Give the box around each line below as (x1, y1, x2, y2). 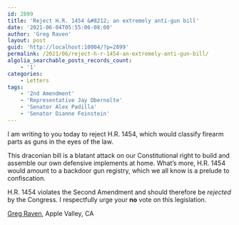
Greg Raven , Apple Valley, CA (7, 209, 94, 218)
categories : (7, 70, 43, 77)
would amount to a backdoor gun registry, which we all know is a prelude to (7, 166, 230, 175)
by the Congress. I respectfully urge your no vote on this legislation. (7, 195, 207, 204)
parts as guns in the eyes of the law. (7, 137, 114, 146)
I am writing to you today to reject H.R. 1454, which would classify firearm (7, 129, 224, 138)
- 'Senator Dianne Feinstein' (20, 110, 111, 117)
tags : (7, 84, 24, 91)
